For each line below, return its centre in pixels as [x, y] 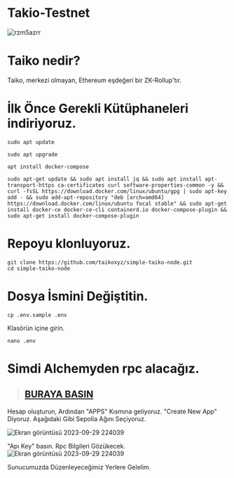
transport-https [31, 185]
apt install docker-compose [48, 166]
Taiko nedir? [44, 61]
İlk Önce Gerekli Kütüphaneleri [98, 108]
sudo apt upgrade [33, 154]
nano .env [22, 341]
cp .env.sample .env [37, 315]
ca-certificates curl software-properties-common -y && [140, 185]
